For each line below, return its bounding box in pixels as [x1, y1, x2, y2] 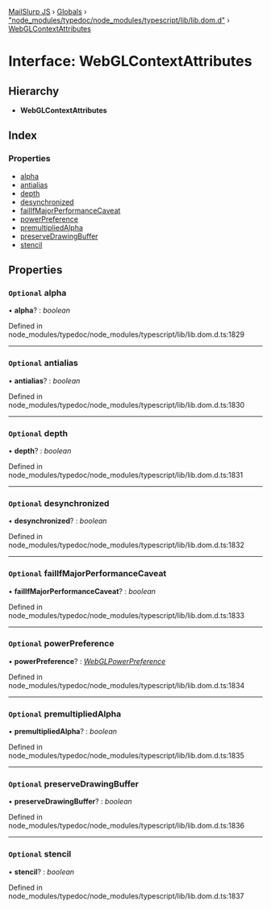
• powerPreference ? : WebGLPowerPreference [8, 656, 166, 666]
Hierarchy [8, 84, 60, 98]
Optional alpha [8, 288, 67, 298]
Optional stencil [8, 849, 72, 860]
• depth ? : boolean [8, 446, 72, 455]
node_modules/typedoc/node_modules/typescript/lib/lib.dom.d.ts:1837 [8, 890, 244, 901]
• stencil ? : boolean [8, 866, 75, 877]
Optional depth [8, 427, 69, 438]
